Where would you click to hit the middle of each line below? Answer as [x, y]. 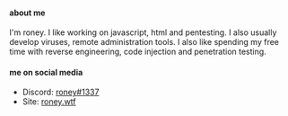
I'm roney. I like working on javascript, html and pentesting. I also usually [143, 32]
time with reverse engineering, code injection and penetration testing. [138, 52]
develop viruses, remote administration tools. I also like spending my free [144, 42]
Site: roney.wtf [49, 102]
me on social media [46, 72]
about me [27, 13]
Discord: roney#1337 [61, 92]
